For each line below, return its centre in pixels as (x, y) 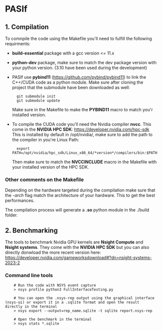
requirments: (18, 44)
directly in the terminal (31, 307)
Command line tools (29, 276)
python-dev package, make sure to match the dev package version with (84, 62)
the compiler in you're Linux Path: (45, 140)
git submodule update (38, 101)
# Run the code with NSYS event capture (55, 285)
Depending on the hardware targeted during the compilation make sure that (80, 190)
